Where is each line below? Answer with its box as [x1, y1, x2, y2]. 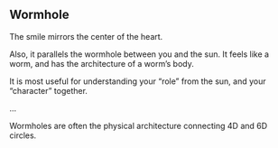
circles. [9, 130, 37, 141]
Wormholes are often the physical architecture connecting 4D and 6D [9, 120, 268, 131]
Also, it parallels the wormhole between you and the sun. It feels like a [9, 49, 269, 60]
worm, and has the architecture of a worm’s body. [9, 58, 194, 69]
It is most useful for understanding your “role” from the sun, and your [9, 76, 266, 87]
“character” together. [9, 85, 88, 96]
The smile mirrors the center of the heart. [9, 31, 163, 42]
